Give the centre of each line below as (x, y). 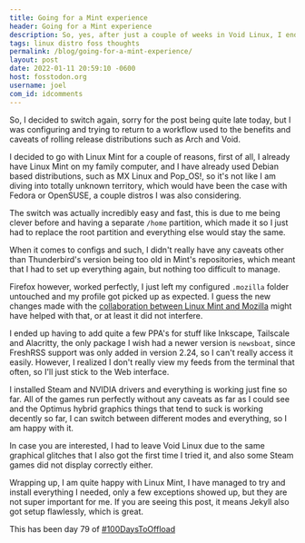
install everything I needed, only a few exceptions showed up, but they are (148, 492)
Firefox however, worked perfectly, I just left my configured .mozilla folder (149, 286)
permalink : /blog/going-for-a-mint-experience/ (101, 52)
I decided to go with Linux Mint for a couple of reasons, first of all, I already (150, 156)
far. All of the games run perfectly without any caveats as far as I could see (150, 399)
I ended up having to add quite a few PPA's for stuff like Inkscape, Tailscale (150, 333)
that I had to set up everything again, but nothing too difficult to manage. (145, 269)
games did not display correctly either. (81, 465)
